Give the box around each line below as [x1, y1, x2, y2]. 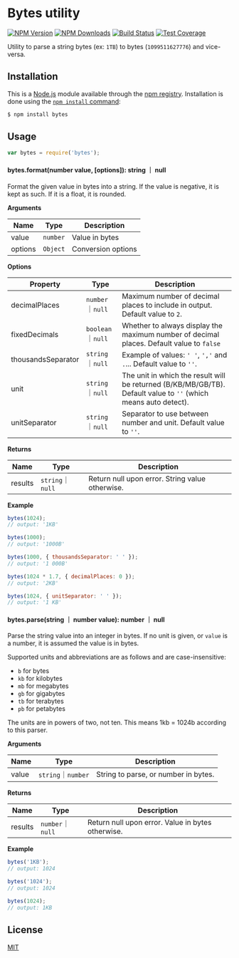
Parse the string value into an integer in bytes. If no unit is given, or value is [7, 632, 228, 640]
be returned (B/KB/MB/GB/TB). [122, 379, 225, 389]
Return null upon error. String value [88, 474, 206, 484]
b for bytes [17, 667, 50, 675]
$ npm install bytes [7, 110, 69, 118]
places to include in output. [122, 300, 213, 310]
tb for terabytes [17, 697, 64, 706]
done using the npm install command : [7, 97, 121, 105]
